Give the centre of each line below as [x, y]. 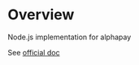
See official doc [34, 52]
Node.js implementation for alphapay [69, 37]
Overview [41, 15]
